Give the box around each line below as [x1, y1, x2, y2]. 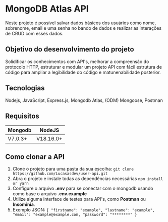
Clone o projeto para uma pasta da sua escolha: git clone [12, 166, 134, 172]
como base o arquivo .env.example [12, 191, 87, 197]
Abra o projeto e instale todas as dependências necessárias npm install [12, 176, 163, 182]
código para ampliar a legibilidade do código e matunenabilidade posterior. [5, 69, 161, 75]
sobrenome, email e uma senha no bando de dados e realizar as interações [5, 25, 162, 31]
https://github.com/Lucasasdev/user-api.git [12, 171, 108, 177]
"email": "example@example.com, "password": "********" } [12, 212, 137, 217]
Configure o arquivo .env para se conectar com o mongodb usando [12, 185, 153, 192]
